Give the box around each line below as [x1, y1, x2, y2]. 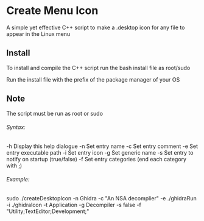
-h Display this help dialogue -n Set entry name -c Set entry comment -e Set [6, 142, 199, 150]
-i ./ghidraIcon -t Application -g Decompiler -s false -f [6, 201, 141, 208]
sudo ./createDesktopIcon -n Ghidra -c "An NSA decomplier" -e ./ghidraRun [6, 194, 197, 202]
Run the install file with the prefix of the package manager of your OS [6, 75, 180, 83]
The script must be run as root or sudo [6, 110, 104, 117]
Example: [6, 176, 30, 183]
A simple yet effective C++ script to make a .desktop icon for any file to [6, 24, 185, 31]
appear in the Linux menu [6, 30, 71, 37]
